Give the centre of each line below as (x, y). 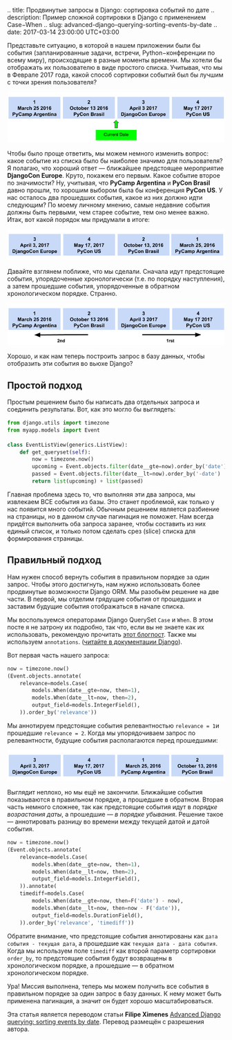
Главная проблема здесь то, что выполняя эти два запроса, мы (101, 494)
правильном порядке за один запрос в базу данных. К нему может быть (115, 993)
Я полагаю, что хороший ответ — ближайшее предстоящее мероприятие (116, 168)
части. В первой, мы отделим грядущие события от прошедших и (104, 599)
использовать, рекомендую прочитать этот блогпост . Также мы (102, 634)
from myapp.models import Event (54, 430)
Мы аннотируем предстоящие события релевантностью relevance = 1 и (113, 725)
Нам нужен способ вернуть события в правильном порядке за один (108, 577)
